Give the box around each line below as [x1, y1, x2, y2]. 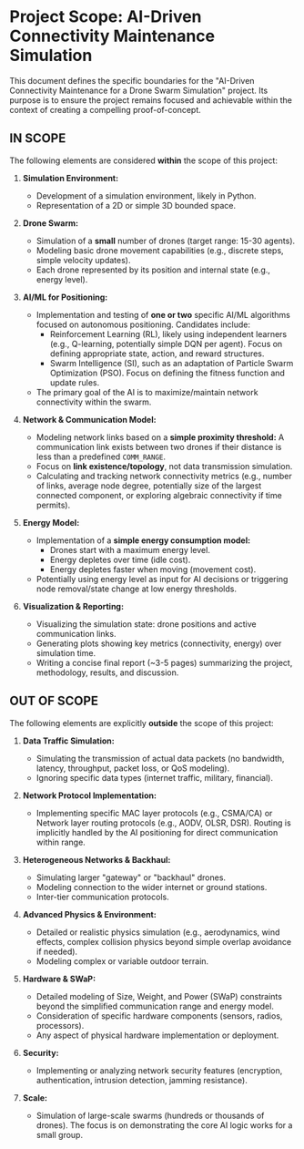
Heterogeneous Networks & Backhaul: [22, 854, 171, 865]
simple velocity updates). [35, 254, 131, 265]
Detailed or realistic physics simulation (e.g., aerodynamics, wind [35, 927, 280, 938]
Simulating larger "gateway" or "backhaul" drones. [35, 872, 226, 883]
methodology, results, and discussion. [35, 667, 179, 678]
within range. [35, 836, 86, 847]
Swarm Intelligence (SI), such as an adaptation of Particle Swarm [49, 357, 294, 368]
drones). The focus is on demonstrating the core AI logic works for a [35, 1119, 293, 1131]
